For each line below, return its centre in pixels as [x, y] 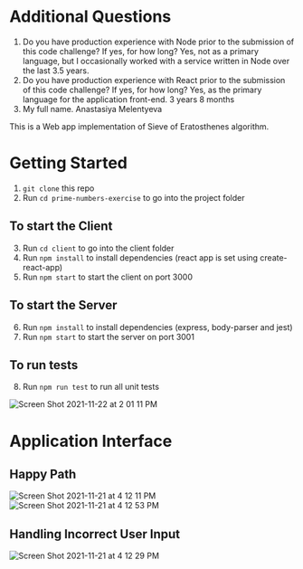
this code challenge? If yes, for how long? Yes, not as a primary [141, 51]
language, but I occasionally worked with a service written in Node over [156, 61]
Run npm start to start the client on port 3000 [107, 277]
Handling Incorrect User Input [95, 534]
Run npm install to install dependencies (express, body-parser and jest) [157, 327]
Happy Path [43, 474]
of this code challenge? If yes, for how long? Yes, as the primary [142, 90]
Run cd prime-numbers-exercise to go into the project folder [133, 197]
